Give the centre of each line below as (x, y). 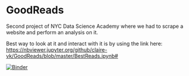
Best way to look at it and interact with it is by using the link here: (84, 44)
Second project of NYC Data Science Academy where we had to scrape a (95, 26)
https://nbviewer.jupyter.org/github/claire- (57, 49)
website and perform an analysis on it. (52, 32)
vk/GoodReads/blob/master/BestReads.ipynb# (62, 56)
